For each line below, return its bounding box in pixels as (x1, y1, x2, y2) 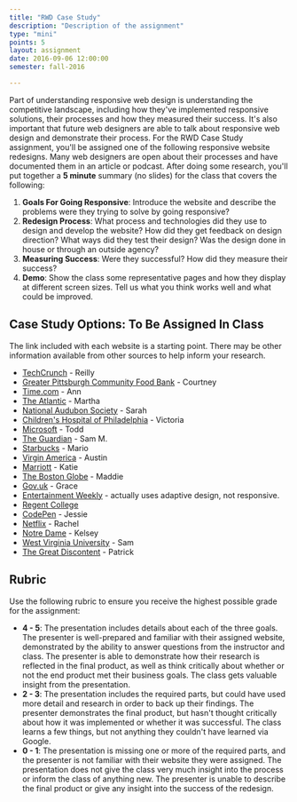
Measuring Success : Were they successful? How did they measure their (21, 253, 288, 264)
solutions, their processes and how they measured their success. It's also (9, 113, 277, 124)
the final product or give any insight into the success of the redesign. (21, 782, 275, 793)
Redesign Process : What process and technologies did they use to (21, 215, 268, 226)
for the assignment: (9, 605, 81, 615)
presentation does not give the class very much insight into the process (21, 764, 284, 774)
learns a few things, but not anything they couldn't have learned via (21, 726, 269, 737)
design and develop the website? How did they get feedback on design (21, 225, 282, 235)
